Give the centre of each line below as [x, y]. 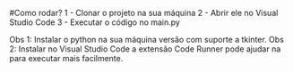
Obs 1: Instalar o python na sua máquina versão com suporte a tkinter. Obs [147, 40]
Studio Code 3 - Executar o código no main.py [95, 22]
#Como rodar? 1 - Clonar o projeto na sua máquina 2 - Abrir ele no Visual [144, 13]
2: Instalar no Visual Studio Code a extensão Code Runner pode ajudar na [145, 49]
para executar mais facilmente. [66, 58]
